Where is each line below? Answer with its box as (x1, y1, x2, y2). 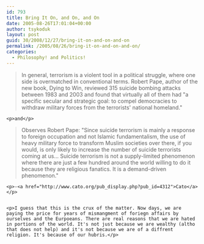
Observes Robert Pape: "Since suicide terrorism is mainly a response (21, 126, 195, 133)
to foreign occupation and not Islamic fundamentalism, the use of (21, 133, 186, 140)
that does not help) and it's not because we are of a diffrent (6, 226, 173, 232)
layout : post (6, 32, 40, 38)
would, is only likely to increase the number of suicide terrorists (21, 146, 181, 153)
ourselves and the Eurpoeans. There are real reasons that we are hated (6, 215, 195, 222)
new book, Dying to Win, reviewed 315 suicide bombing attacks (21, 84, 181, 92)
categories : (6, 49, 37, 55)
